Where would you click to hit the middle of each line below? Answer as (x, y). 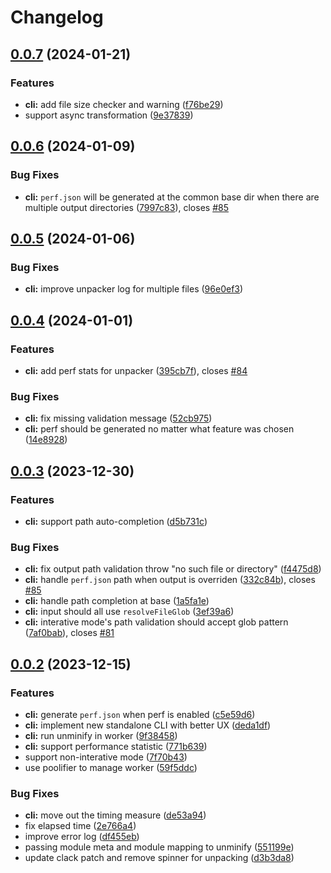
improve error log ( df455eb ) (82, 837)
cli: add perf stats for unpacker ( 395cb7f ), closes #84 (136, 370)
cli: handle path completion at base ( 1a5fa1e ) (117, 601)
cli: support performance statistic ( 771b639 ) (116, 746)
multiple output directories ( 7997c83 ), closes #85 (126, 207)
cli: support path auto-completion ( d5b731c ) (116, 521)
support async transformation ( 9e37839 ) (109, 115)
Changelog (57, 17)
